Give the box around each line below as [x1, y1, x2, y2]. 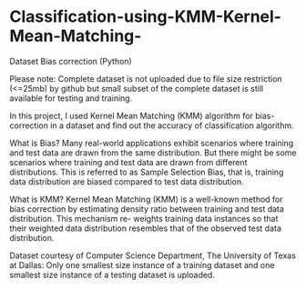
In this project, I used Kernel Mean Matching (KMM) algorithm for [9, 110, 253, 121]
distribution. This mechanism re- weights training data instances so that [9, 213, 279, 224]
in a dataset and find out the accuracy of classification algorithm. [49, 120, 294, 131]
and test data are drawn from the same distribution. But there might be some [9, 147, 298, 158]
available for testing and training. [9, 93, 133, 104]
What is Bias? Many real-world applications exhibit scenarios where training [9, 137, 294, 148]
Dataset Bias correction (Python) [9, 55, 132, 66]
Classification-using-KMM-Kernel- [9, 6, 282, 27]
